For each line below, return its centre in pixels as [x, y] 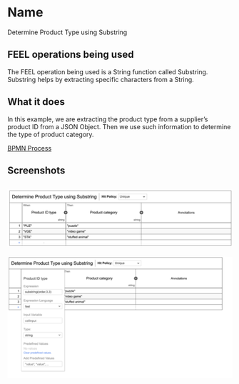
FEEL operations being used [71, 55]
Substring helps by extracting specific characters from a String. [101, 79]
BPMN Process [30, 148]
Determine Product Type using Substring [67, 32]
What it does [36, 102]
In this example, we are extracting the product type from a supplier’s [108, 119]
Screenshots [36, 170]
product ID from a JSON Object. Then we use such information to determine [119, 126]
